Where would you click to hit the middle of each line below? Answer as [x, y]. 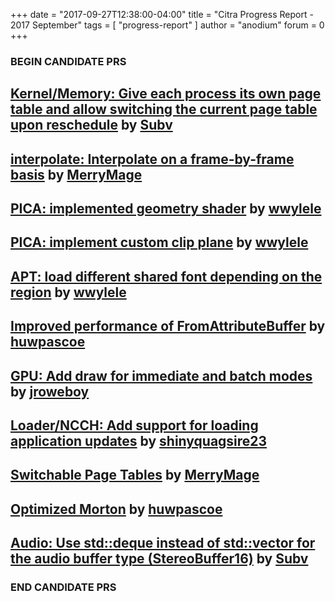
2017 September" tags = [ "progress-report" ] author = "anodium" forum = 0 [167, 25]
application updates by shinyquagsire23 [139, 441]
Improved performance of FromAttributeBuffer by [168, 326]
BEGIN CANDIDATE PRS [68, 61]
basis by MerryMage [76, 174]
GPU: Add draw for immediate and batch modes [161, 375]
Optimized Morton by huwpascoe [116, 509]
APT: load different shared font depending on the [166, 276]
